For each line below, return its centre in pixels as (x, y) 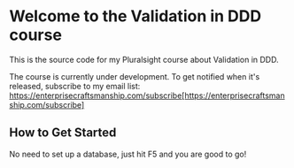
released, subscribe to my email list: (75, 86)
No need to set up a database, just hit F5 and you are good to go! (128, 154)
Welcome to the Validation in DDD (135, 16)
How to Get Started (63, 133)
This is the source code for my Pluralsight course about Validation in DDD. (144, 59)
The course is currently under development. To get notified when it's (135, 76)
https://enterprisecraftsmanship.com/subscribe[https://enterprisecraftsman (147, 95)
